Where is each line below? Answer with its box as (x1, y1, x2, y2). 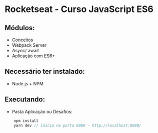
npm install (13, 118, 38, 123)
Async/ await (11, 48, 39, 53)
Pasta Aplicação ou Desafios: (11, 108, 73, 114)
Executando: (4, 95, 45, 104)
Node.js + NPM (11, 80, 43, 86)
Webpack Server (11, 42, 47, 48)
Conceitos (11, 37, 33, 43)
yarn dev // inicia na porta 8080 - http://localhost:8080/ (13, 123, 141, 128)
